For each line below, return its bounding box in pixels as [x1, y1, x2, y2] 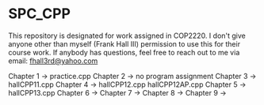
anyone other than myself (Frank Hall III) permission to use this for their [8, 39, 240, 48]
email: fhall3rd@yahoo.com [8, 56, 98, 66]
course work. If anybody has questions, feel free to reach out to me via [8, 47, 240, 57]
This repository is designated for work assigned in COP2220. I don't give [8, 31, 246, 40]
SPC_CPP [8, 5, 71, 23]
